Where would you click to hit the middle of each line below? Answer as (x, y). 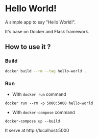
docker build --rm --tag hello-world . (46, 71)
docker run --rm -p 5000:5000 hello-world (49, 103)
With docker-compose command (43, 112)
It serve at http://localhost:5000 (37, 130)
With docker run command (39, 94)
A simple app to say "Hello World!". (40, 22)
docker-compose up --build (33, 121)
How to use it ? (28, 47)
